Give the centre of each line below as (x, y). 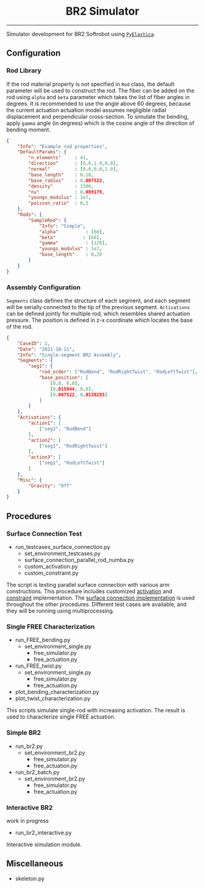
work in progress (27, 821)
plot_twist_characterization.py (53, 698)
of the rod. (20, 326)
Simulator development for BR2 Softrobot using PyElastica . (81, 34)
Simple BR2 (24, 733)
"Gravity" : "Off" (50, 486)
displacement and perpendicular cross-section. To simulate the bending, (98, 116)
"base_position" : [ (63, 378)
